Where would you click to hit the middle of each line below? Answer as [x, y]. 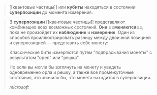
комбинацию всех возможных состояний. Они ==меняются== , [76, 27]
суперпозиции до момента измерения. [51, 12]
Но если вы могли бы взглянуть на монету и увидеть [65, 67]
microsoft [19, 87]
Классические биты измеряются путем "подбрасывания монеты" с [80, 52]
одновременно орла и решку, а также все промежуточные [71, 72]
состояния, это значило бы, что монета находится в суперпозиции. [80, 78]
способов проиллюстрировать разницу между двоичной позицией [80, 37]
